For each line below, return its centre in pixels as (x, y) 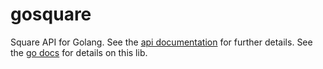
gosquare (51, 14)
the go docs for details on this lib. (79, 52)
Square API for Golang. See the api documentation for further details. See (161, 42)
